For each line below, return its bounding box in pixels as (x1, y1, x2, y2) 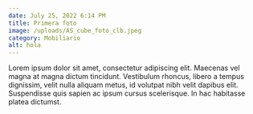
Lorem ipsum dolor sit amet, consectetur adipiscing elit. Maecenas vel (8, 63, 240, 73)
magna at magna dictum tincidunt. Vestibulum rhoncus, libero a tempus (8, 72, 245, 81)
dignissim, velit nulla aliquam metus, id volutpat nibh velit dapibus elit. (8, 81, 239, 90)
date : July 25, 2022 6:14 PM (8, 11, 106, 20)
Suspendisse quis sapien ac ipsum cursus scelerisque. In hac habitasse (8, 88, 246, 98)
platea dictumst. (8, 97, 62, 107)
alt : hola (8, 41, 42, 49)
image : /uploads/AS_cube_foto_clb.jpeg (8, 26, 142, 34)
